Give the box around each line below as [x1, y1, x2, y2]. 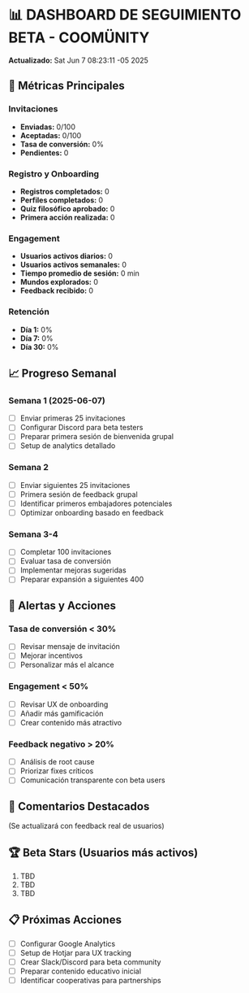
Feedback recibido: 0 [19, 285, 94, 296]
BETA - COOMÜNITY [8, 28, 150, 47]
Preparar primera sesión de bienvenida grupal [19, 432, 174, 442]
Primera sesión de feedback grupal [19, 489, 138, 499]
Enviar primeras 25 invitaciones [19, 413, 126, 423]
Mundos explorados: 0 [19, 277, 99, 287]
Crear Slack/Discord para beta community [19, 956, 161, 967]
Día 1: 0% [19, 324, 53, 334]
